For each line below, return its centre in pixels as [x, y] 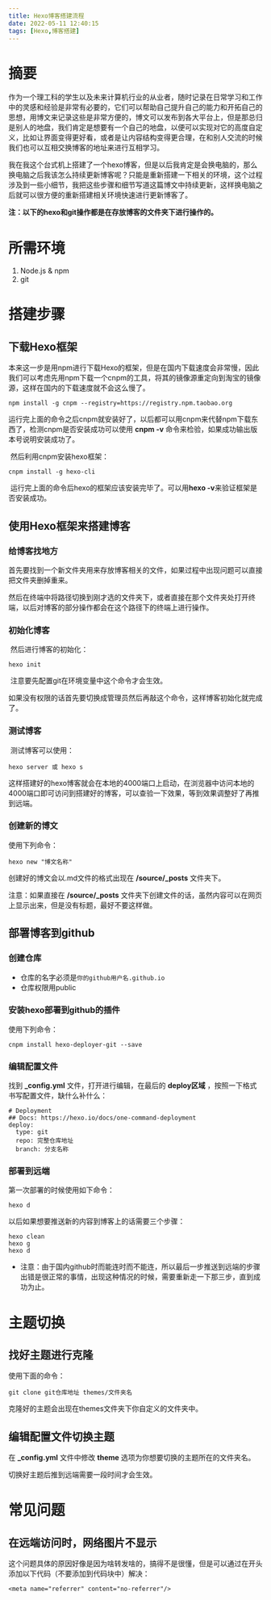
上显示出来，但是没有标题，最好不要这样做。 [83, 905]
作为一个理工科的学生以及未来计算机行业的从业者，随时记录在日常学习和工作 [135, 97]
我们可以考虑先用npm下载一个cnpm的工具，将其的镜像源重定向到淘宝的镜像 [135, 378]
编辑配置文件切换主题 [61, 1436]
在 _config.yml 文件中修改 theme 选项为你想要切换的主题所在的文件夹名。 [132, 1458]
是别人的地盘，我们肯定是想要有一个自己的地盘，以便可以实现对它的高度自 [132, 128]
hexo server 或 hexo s [46, 767]
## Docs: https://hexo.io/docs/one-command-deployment [102, 1118]
